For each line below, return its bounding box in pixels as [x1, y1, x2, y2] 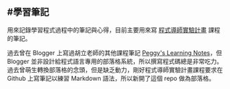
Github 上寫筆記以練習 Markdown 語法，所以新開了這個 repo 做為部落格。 [7, 74, 216, 82]
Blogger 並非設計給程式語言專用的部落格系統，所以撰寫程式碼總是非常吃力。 [7, 57, 223, 65]
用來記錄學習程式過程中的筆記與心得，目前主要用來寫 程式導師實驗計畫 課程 [7, 26, 220, 34]
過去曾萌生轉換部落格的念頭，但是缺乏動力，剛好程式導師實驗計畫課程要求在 [7, 65, 223, 73]
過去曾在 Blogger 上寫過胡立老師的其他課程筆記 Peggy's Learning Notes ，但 [7, 48, 222, 56]
